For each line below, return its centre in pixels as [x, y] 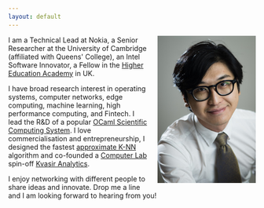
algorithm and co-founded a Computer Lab [78, 155]
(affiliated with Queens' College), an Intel [74, 57]
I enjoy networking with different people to [77, 179]
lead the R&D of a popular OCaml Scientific [78, 122]
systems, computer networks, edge [66, 97]
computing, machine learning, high [64, 105]
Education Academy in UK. [51, 73]
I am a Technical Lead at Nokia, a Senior [73, 40]
